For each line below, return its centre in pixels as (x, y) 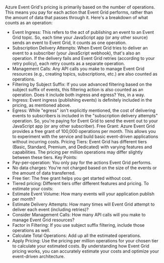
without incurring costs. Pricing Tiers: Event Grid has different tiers (79, 142)
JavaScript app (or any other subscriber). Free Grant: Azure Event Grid (83, 126)
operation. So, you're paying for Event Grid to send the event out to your (85, 121)
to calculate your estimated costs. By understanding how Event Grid (81, 246)
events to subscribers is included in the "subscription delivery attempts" (85, 116)
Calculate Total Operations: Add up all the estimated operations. (77, 236)
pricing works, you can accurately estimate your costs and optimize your (85, 251)
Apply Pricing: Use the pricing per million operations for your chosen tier (85, 241)
